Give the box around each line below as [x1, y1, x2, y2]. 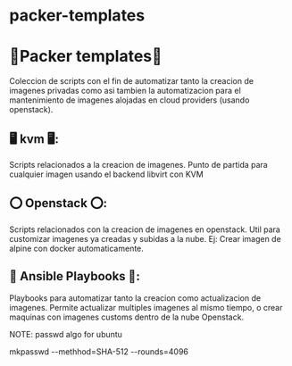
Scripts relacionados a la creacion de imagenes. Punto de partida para [9, 159, 268, 170]
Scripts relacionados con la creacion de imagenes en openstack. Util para [9, 224, 281, 235]
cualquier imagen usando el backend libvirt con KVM [9, 169, 204, 179]
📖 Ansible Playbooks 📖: [9, 269, 140, 284]
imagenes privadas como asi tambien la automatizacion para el [9, 86, 241, 96]
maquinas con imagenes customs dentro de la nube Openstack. [9, 312, 244, 322]
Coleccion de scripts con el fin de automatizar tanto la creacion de [9, 76, 254, 87]
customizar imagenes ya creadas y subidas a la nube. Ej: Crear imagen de [9, 233, 281, 244]
